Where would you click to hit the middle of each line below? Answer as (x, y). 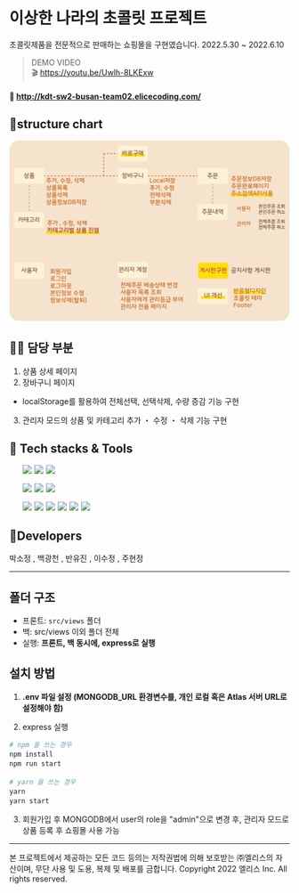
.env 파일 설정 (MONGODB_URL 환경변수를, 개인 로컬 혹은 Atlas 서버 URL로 (154, 696)
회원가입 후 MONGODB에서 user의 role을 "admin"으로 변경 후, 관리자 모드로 (155, 819)
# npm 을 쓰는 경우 (40, 744)
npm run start (36, 763)
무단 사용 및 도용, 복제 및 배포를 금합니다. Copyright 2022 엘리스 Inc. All (161, 868)
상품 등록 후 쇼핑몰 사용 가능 (71, 830)
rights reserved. (39, 879)
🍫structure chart (56, 124)
